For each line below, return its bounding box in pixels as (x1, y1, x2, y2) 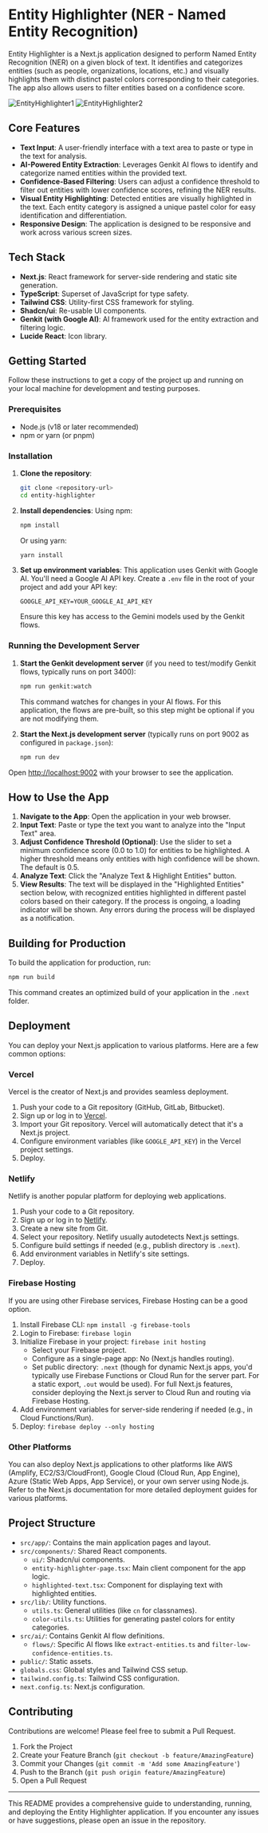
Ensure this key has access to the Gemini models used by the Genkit (19, 612, 245, 622)
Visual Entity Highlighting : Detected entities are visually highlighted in (19, 193, 252, 203)
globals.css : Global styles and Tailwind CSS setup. (19, 1665, 188, 1674)
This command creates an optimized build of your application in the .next (8, 988, 250, 997)
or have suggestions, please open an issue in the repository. (8, 1815, 207, 1825)
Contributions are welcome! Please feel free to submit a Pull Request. (8, 1726, 236, 1736)
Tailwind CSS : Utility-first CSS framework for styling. (19, 297, 195, 306)
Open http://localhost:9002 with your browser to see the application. (8, 768, 234, 777)
